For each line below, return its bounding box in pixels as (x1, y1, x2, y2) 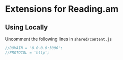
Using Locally (5, 23, 48, 31)
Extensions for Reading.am (5, 3, 119, 15)
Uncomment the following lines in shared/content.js (5, 36, 112, 42)
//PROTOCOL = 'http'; (5, 50, 50, 55)
